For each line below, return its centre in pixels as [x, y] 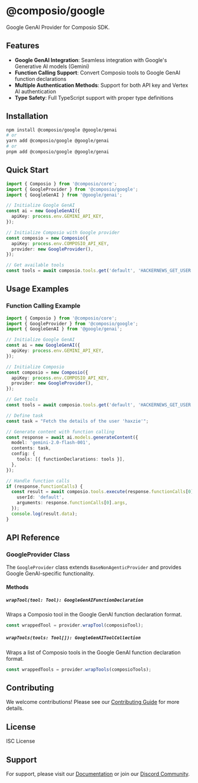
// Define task [25, 415]
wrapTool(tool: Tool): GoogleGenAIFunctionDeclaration [75, 600]
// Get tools [22, 400]
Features [23, 46]
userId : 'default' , [41, 497]
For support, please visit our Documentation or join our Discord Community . [98, 774]
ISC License [21, 741]
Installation [27, 116]
